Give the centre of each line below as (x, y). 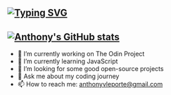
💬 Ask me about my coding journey (68, 76)
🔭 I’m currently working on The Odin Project (81, 54)
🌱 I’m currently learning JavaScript (68, 61)
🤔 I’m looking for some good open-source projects (90, 69)
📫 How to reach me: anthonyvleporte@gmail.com (90, 84)
